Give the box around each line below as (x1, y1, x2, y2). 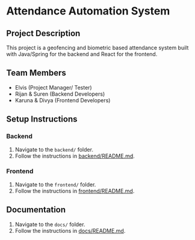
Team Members (6, 68, 66, 78)
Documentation (6, 205, 66, 215)
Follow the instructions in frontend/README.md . (14, 187, 135, 194)
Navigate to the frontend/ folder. (14, 180, 96, 188)
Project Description (6, 28, 81, 38)
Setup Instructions (6, 114, 78, 125)
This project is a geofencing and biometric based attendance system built (6, 44, 189, 51)
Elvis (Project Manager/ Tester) (14, 84, 92, 91)
